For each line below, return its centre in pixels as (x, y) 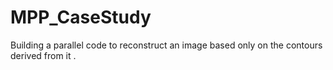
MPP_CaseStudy (81, 17)
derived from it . (43, 55)
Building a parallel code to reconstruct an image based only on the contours (166, 45)
